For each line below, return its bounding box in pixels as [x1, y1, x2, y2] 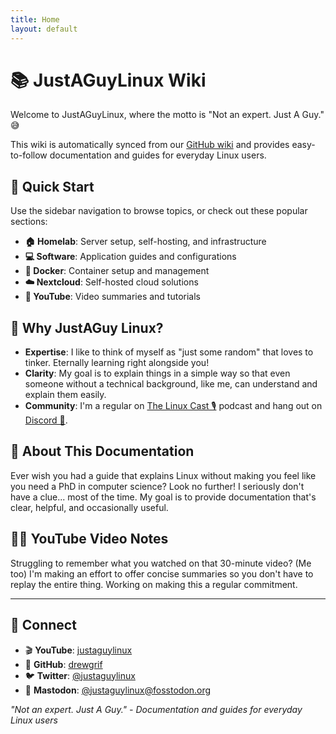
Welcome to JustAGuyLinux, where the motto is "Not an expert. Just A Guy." [10, 109, 325, 121]
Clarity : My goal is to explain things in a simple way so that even [24, 367, 291, 380]
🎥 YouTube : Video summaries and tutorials [24, 291, 202, 303]
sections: [10, 216, 48, 228]
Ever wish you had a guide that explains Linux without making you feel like [10, 469, 317, 481]
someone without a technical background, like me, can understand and [24, 378, 318, 390]
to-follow [10, 149, 48, 161]
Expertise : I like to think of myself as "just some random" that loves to [24, 346, 314, 358]
